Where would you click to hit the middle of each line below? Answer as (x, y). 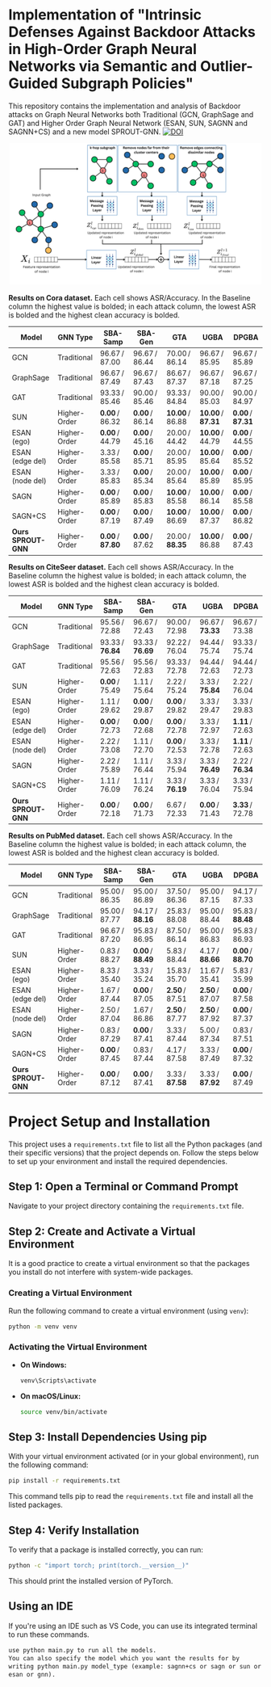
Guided (33, 84)
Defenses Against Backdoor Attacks (132, 32)
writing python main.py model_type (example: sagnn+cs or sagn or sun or (135, 1666)
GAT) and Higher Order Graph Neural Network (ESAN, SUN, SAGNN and (128, 123)
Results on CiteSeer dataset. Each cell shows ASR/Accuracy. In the (121, 566)
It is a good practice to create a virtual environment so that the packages (129, 1264)
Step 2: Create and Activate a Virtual (102, 1231)
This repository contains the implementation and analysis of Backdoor (125, 106)
